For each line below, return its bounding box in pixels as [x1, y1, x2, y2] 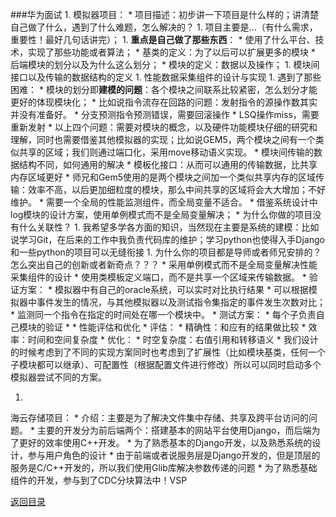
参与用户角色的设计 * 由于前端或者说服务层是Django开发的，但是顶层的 [27, 449, 321, 461]
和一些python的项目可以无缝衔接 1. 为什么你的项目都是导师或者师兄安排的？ [10, 246, 322, 258]
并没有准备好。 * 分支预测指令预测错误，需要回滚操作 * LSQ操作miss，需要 [10, 109, 320, 120]
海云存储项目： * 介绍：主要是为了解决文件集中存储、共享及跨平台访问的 [10, 412, 309, 423]
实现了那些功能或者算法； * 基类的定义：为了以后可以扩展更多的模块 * [27, 46, 316, 58]
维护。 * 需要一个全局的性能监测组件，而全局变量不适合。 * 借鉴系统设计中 [10, 196, 318, 208]
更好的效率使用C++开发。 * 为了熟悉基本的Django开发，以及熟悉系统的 [18, 437, 313, 448]
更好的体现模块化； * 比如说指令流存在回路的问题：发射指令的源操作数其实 [10, 96, 318, 108]
